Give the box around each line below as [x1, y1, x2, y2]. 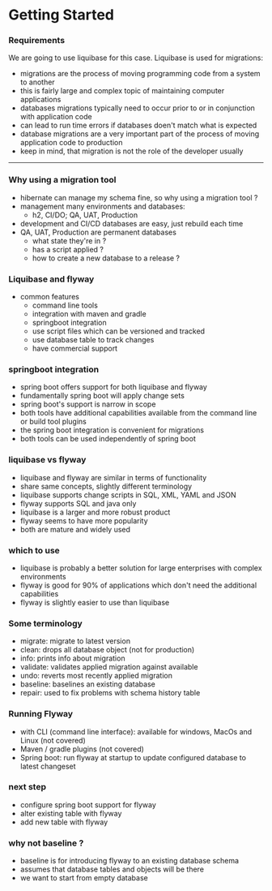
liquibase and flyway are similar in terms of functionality [19, 472, 207, 482]
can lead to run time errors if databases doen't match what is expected [19, 120, 257, 131]
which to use [8, 544, 61, 556]
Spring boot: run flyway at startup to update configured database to [19, 752, 247, 762]
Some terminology [8, 618, 83, 629]
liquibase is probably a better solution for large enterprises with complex [19, 562, 262, 573]
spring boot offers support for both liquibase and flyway [19, 382, 208, 392]
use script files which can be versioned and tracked [32, 326, 205, 336]
